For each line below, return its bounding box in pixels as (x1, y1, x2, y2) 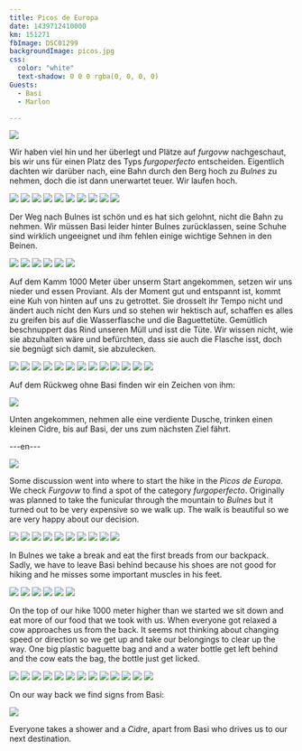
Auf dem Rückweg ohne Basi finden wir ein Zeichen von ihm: (9, 380, 236, 391)
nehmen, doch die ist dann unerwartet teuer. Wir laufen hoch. (9, 175, 238, 186)
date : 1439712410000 (9, 22, 87, 31)
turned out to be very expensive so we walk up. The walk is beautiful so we (9, 505, 289, 515)
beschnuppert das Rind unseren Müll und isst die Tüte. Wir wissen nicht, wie (9, 324, 294, 335)
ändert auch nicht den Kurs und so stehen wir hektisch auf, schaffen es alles (9, 305, 294, 316)
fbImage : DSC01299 (9, 38, 78, 48)
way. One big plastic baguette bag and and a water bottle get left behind (9, 644, 278, 654)
